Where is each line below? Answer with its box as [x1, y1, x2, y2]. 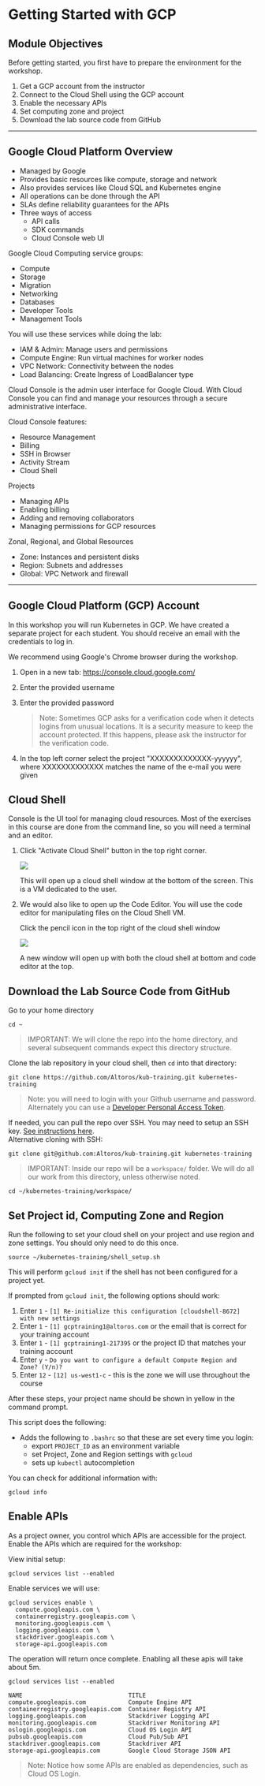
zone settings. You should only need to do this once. [8, 1238, 179, 1247]
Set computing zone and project [19, 106, 125, 116]
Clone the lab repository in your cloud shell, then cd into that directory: [8, 1058, 237, 1068]
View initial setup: [8, 1554, 65, 1564]
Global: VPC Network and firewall [19, 569, 129, 578]
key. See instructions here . [8, 1126, 95, 1136]
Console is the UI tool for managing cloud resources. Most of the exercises [8, 814, 252, 823]
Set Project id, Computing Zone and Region [8, 1209, 225, 1222]
